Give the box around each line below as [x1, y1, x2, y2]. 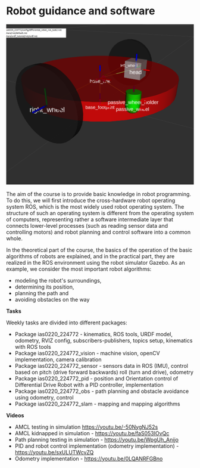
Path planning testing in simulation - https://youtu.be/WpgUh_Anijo [14, 436, 179, 443]
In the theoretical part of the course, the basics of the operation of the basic [6, 246, 193, 253]
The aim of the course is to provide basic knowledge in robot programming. [6, 190, 192, 197]
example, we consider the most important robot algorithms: [6, 265, 152, 272]
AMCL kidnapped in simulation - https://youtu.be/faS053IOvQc [14, 429, 170, 436]
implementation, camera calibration [14, 356, 102, 363]
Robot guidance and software [6, 4, 155, 18]
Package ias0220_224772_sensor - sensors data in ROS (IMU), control [14, 362, 189, 369]
